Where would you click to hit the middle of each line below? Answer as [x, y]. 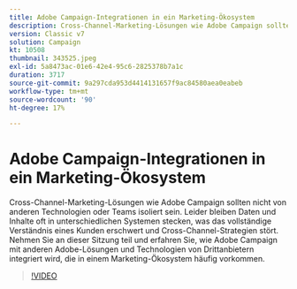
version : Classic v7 [47, 34]
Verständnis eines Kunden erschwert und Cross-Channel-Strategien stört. [144, 231]
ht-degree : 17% [37, 108]
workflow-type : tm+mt [49, 91]
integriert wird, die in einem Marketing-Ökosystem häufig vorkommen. [137, 259]
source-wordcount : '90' [53, 99]
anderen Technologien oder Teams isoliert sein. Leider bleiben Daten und [143, 212]
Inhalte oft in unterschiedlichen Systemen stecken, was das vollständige [141, 221]
